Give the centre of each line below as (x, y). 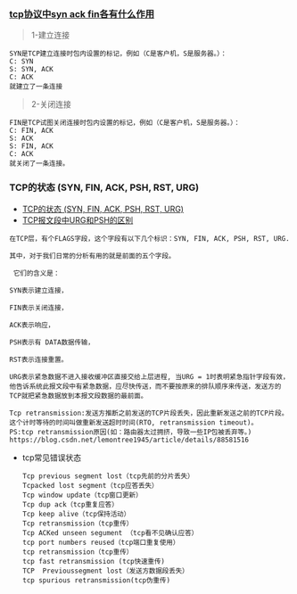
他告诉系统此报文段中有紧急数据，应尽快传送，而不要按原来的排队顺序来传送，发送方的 (145, 386)
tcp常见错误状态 (52, 458)
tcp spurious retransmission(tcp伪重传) (96, 580)
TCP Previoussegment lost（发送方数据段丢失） (105, 571)
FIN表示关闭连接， (39, 308)
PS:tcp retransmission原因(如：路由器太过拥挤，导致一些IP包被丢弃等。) (131, 432)
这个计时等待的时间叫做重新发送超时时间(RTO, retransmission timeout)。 (134, 422)
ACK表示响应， (32, 325)
